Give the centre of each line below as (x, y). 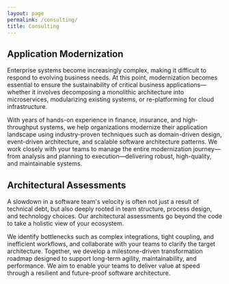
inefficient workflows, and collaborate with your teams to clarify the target (111, 244)
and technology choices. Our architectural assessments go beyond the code (114, 216)
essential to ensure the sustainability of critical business (86, 85)
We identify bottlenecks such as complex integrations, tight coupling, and (110, 236)
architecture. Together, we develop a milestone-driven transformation (105, 251)
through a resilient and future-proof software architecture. (89, 273)
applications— (187, 85)
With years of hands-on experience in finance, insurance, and (94, 120)
